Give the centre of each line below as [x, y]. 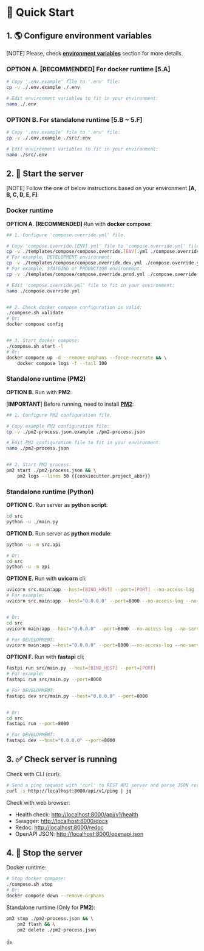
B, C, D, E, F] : [23, 195]
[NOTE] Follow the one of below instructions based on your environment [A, [101, 188]
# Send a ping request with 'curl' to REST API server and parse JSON [97, 785]
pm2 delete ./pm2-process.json [57, 930]
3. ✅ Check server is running [62, 759]
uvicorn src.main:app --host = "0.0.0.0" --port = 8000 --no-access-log [95, 601]
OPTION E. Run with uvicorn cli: [46, 579]
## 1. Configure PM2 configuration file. [59, 415]
